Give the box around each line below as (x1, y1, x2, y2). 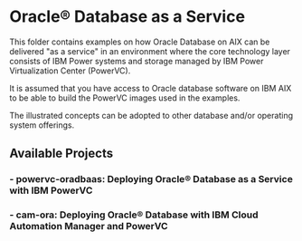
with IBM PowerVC (9, 184, 93, 197)
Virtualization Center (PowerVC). (9, 65, 131, 76)
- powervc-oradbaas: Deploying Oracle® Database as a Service (9, 173, 294, 186)
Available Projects (9, 146, 114, 161)
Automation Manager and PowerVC (9, 220, 169, 233)
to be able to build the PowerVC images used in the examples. (9, 92, 241, 103)
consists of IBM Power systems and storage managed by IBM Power (9, 55, 264, 66)
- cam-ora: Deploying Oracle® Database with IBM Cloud (9, 208, 259, 221)
